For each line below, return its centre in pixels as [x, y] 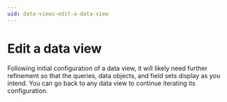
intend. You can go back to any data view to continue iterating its [102, 83]
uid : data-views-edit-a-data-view [58, 14]
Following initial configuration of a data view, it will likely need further [108, 68]
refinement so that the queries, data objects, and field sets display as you [114, 75]
